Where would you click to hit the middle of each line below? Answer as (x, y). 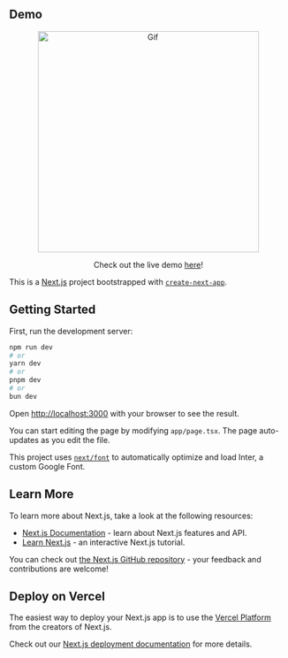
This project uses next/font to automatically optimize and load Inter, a (136, 457)
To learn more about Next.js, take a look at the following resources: (131, 516)
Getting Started (53, 310)
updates (24, 440)
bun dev (23, 396)
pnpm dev (25, 380)
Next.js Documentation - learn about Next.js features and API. (134, 532)
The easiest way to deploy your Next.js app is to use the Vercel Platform (140, 617)
